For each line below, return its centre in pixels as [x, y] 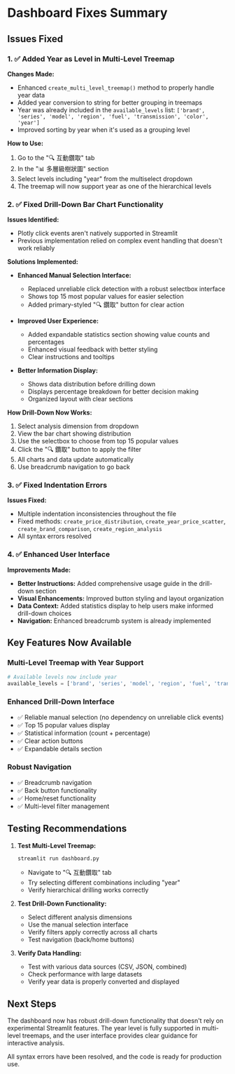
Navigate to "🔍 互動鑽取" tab [70, 873]
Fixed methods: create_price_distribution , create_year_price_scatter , [121, 521]
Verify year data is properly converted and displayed [104, 982]
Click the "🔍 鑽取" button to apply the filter [79, 450]
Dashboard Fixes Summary [87, 13]
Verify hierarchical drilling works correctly [88, 890]
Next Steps [32, 1003]
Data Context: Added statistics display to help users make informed [115, 605]
